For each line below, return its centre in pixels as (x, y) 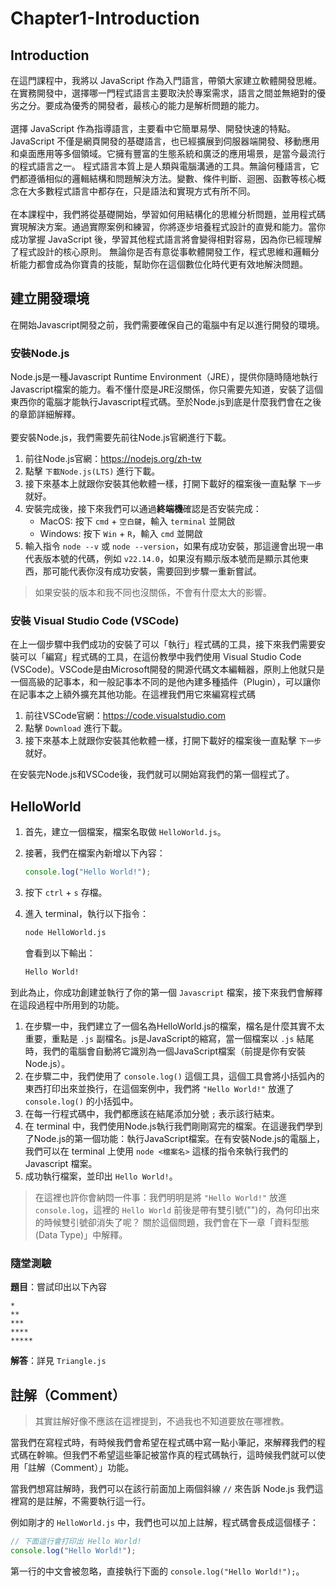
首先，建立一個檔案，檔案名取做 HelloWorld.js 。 (125, 832)
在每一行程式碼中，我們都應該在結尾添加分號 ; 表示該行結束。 (152, 1113)
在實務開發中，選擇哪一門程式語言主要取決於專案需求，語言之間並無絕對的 (163, 93)
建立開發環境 (50, 298)
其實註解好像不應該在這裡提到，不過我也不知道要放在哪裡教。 (162, 1421)
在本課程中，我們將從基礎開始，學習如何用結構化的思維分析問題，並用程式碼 (168, 214)
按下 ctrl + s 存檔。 (66, 893)
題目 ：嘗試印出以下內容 (58, 1287)
